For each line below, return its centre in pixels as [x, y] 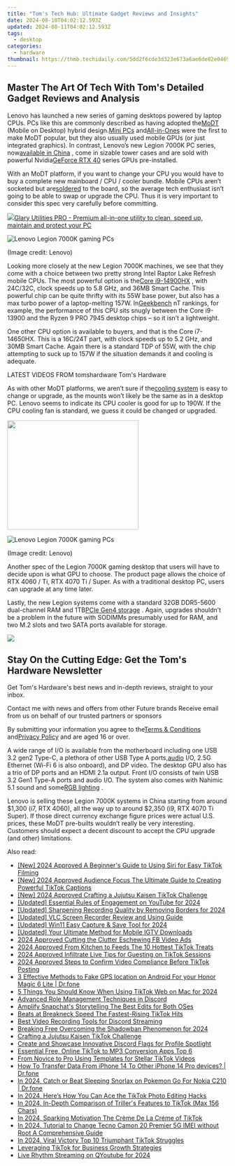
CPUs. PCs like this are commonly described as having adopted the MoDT [113, 122]
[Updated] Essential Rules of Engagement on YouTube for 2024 [109, 902]
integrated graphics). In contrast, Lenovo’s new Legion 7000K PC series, [112, 145]
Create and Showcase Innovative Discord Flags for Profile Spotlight [114, 1044]
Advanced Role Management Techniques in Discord [92, 999]
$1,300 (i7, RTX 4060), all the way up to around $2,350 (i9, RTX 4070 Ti [111, 809]
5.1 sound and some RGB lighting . [55, 788]
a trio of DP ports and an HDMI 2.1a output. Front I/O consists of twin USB [113, 773]
